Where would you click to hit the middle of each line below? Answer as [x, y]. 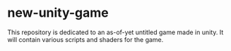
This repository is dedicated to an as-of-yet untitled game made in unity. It [115, 32]
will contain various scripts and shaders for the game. [85, 39]
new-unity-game [58, 13]
